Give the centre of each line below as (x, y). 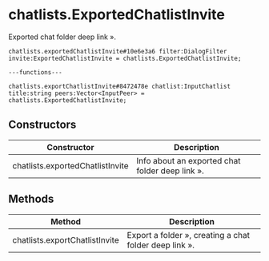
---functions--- (35, 72)
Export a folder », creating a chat (189, 235)
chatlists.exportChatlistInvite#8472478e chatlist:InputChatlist (119, 86)
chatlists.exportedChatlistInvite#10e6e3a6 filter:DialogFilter (118, 51)
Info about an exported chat (189, 160)
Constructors (42, 125)
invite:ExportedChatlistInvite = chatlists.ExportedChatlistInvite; (125, 58)
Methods (31, 199)
